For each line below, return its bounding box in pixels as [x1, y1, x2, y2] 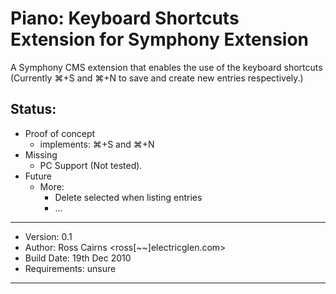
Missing [24, 148, 58, 161]
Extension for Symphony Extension [10, 28, 310, 51]
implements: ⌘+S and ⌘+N [39, 138, 155, 150]
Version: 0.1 [24, 230, 73, 242]
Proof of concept [24, 127, 96, 139]
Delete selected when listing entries [54, 191, 203, 203]
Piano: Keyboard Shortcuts [10, 7, 240, 30]
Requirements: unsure [24, 262, 117, 274]
